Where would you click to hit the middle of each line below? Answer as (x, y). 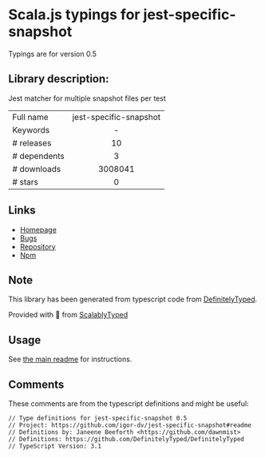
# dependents (39, 156)
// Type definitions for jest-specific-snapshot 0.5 (98, 418)
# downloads (37, 169)
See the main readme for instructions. (70, 359)
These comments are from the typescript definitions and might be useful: (129, 404)
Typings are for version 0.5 (53, 54)
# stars (25, 181)
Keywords (31, 129)
